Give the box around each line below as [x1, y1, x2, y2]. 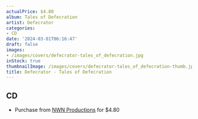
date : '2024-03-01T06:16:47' [6, 36, 78, 42]
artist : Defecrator [6, 19, 54, 25]
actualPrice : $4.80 [6, 8, 54, 15]
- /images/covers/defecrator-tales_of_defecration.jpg [6, 52, 144, 58]
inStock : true [6, 58, 41, 64]
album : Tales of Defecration [6, 14, 78, 20]
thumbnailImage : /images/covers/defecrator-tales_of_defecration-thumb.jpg [6, 63, 196, 70]
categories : [6, 25, 35, 31]
